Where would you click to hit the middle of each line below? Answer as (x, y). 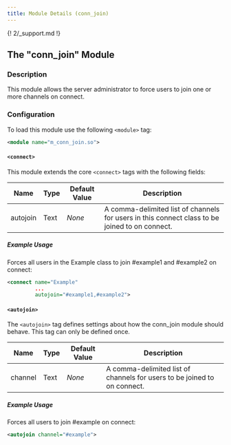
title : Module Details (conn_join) (58, 13)
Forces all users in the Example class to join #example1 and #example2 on (112, 262)
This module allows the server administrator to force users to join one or (109, 90)
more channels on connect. (46, 96)
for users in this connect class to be (162, 218)
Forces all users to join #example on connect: (71, 422)
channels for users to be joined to (160, 377)
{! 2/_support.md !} (34, 33)
